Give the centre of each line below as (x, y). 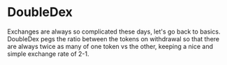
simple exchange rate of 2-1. (48, 54)
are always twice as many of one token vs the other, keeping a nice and (110, 46)
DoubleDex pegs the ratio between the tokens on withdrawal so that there (113, 38)
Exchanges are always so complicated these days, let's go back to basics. (114, 31)
